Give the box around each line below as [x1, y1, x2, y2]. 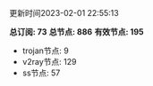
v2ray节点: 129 [21, 57, 77, 66]
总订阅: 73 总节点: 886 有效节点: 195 [9, 27, 144, 37]
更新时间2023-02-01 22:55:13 [9, 8, 119, 18]
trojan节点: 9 [21, 45, 69, 56]
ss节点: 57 [21, 67, 61, 78]
